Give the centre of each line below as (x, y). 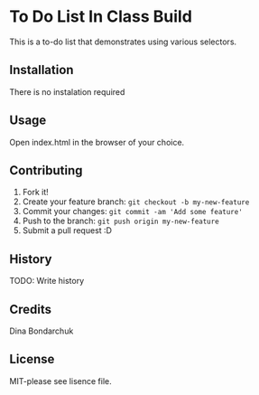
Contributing (46, 170)
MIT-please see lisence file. (60, 381)
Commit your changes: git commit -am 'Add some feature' (133, 212)
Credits (31, 309)
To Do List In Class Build (101, 17)
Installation (42, 70)
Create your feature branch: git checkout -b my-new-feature (136, 202)
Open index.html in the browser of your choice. (97, 142)
